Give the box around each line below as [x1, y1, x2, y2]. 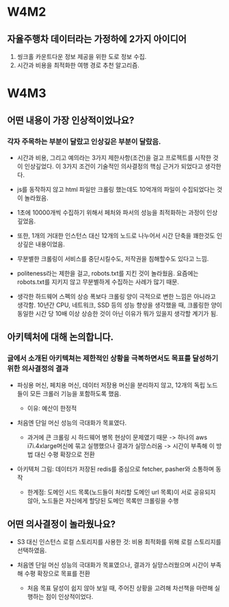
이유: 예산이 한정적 [27, 404, 77, 412]
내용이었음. [35, 240, 65, 248]
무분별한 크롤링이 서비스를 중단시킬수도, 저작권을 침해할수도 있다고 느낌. [16, 254, 209, 262]
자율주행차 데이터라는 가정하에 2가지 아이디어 [7, 33, 187, 45]
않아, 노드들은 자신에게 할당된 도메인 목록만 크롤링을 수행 [27, 496, 179, 504]
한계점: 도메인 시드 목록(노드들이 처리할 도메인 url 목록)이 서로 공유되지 [27, 488, 216, 496]
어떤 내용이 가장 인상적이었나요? [7, 114, 135, 126]
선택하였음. [16, 546, 47, 555]
